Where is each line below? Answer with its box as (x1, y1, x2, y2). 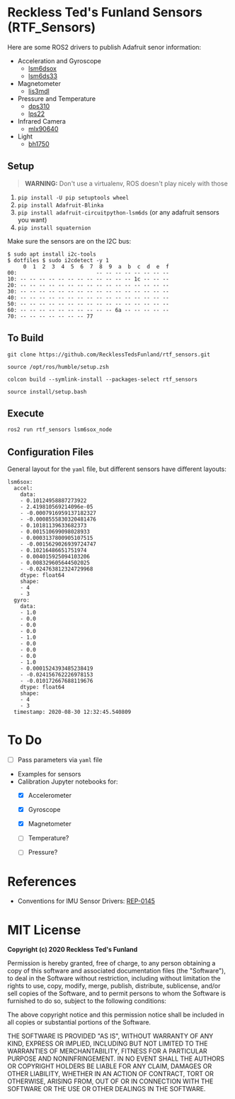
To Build (7, 332, 44, 345)
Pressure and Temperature (17, 94, 96, 103)
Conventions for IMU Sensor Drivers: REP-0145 (17, 897, 156, 906)
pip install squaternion (17, 224, 91, 232)
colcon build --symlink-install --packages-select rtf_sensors (7, 376, 198, 383)
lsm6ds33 (28, 72, 58, 80)
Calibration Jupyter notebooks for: (17, 777, 118, 786)
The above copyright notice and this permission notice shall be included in (7, 1010, 224, 1019)
